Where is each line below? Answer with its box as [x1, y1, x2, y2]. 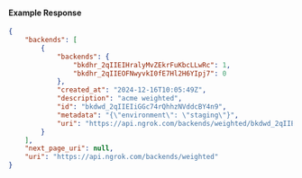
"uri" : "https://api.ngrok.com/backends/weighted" [24, 153, 219, 162]
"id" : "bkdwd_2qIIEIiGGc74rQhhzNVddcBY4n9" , [56, 102, 227, 111]
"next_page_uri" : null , [24, 144, 114, 153]
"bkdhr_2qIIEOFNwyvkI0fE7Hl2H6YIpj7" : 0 [72, 68, 227, 78]
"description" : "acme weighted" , [56, 94, 182, 103]
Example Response [8, 7, 82, 18]
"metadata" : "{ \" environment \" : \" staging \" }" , [56, 111, 240, 120]
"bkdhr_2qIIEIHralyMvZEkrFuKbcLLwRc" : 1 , [72, 60, 231, 69]
